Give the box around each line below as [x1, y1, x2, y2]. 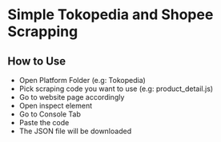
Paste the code [18, 118, 70, 127]
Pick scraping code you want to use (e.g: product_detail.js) [18, 84, 214, 93]
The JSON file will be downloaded [18, 126, 132, 136]
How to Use [7, 54, 66, 68]
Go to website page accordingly [18, 93, 125, 101]
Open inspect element [18, 101, 93, 110]
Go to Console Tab [18, 109, 81, 119]
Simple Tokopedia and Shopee [7, 6, 214, 24]
